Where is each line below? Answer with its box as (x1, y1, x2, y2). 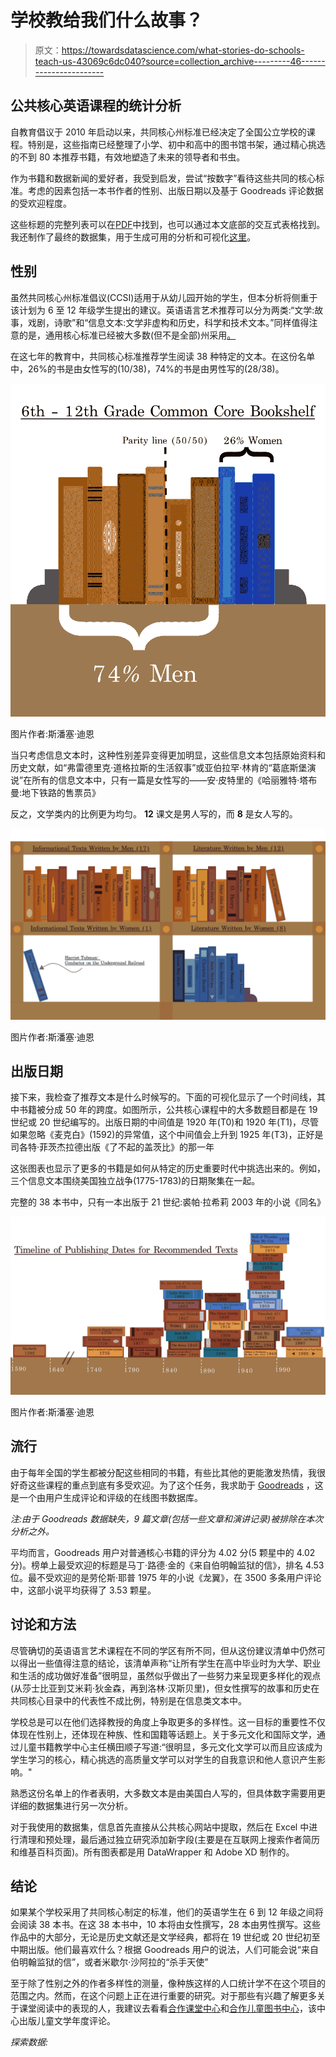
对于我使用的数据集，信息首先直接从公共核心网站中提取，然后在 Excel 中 (10, 1821, 310, 1833)
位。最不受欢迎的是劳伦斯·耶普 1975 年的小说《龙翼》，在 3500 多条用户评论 (10, 1571, 322, 1583)
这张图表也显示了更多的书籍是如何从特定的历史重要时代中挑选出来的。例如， (10, 1162, 326, 1175)
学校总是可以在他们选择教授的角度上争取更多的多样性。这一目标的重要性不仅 (10, 1716, 326, 1728)
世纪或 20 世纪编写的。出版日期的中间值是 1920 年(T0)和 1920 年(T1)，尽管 (10, 1116, 320, 1128)
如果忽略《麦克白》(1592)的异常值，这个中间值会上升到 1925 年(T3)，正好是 (10, 1129, 324, 1141)
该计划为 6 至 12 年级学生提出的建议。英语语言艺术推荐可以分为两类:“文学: (10, 304, 315, 316)
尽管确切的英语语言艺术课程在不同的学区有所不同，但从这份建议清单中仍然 (10, 1644, 317, 1656)
